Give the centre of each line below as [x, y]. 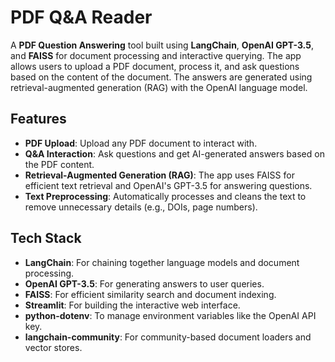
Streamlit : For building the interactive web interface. [132, 305]
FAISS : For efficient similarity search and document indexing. [150, 294]
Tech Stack [46, 238]
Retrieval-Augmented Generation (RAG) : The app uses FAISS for [159, 175]
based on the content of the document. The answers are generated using [161, 77]
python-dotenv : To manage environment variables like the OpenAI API [170, 315]
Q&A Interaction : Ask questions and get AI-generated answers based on [174, 153]
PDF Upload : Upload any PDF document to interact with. [141, 143]
